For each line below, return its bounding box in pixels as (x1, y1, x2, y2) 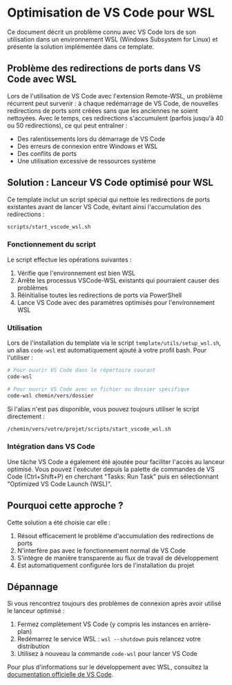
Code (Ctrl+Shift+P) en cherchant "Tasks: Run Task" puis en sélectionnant (7, 472, 219, 481)
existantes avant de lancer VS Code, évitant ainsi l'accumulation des (7, 202, 202, 211)
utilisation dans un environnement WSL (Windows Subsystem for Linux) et (7, 35, 218, 43)
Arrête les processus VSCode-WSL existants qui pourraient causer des (17, 276, 220, 285)
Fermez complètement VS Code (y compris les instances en (17, 620, 188, 628)
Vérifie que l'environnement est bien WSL (17, 269, 136, 277)
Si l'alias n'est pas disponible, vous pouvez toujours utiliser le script (7, 404, 200, 413)
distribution (17, 642, 50, 650)
